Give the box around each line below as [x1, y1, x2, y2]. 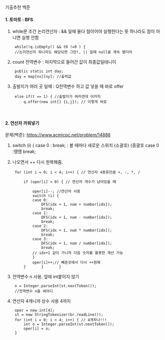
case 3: [32, 237, 48, 242]
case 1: [32, 211, 48, 216]
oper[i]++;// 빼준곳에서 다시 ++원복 [32, 260, 101, 265]
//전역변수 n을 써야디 [14, 289, 53, 294]
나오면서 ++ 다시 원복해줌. [12, 159, 63, 165]
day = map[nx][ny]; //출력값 [14, 74, 72, 79]
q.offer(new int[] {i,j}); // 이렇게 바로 [23, 99, 107, 105]
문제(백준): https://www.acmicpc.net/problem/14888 [5, 132, 111, 138]
